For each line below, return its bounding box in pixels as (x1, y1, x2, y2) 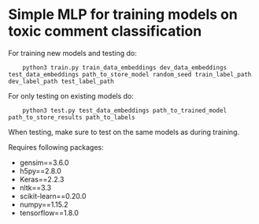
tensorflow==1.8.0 (19, 207, 79, 218)
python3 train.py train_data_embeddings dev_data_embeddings (22, 63, 227, 72)
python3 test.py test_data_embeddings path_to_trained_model (22, 106, 227, 114)
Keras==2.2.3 (19, 174, 65, 184)
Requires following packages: (8, 142, 104, 151)
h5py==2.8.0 (19, 166, 61, 175)
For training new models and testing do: (8, 48, 137, 58)
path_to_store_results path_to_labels (8, 113, 135, 121)
